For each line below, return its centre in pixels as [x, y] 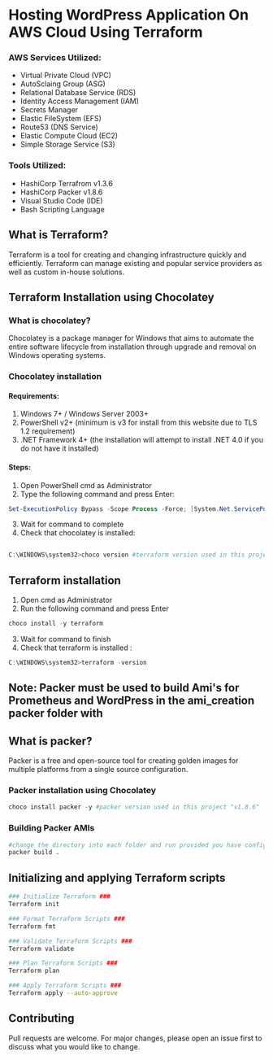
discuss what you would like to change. [74, 1046]
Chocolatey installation [55, 377]
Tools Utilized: [37, 166]
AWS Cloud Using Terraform [106, 32]
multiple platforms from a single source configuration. [98, 770]
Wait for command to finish [65, 639]
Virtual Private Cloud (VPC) [66, 76]
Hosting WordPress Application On [129, 15]
